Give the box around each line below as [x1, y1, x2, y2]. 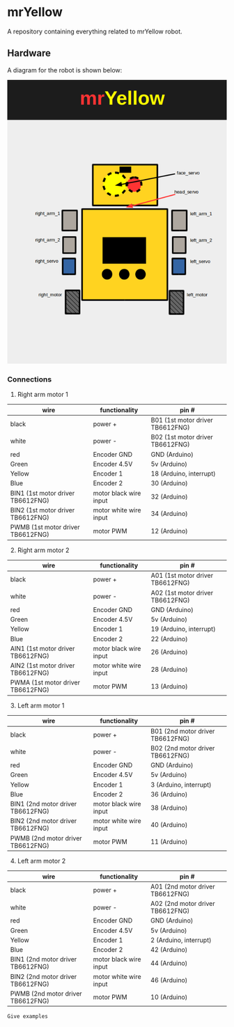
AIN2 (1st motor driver [10, 661, 75, 670]
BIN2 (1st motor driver [10, 505, 75, 514]
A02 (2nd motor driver [150, 900, 215, 908]
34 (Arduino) [150, 510, 188, 518]
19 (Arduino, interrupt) [150, 625, 216, 634]
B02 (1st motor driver [150, 433, 214, 441]
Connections [7, 374, 52, 384]
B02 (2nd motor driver [150, 744, 215, 752]
